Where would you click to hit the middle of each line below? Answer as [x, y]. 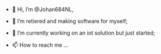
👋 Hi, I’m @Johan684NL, [43, 9]
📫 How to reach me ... [40, 45]
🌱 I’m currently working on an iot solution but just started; [84, 33]
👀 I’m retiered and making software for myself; [70, 21]
